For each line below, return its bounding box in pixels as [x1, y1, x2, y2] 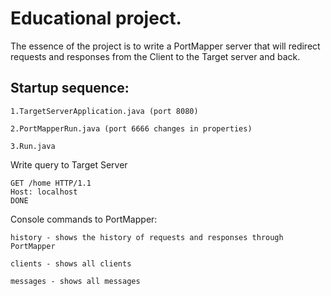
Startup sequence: [10, 80, 130, 97]
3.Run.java [10, 141, 56, 151]
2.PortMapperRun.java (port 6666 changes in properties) [10, 123, 253, 134]
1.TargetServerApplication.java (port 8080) [10, 106, 199, 116]
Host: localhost [10, 187, 78, 197]
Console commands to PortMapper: [10, 213, 158, 225]
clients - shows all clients [10, 258, 132, 269]
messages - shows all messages [10, 276, 141, 286]
